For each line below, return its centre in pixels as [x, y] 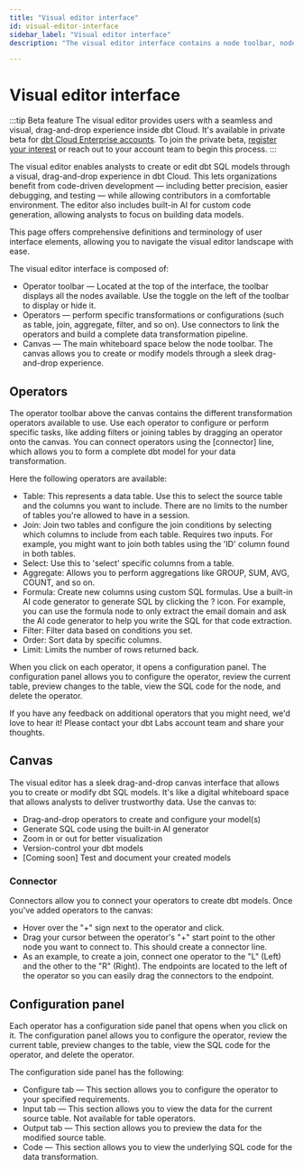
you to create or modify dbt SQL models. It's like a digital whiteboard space [149, 792]
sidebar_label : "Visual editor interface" [90, 34]
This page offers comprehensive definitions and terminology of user [136, 232]
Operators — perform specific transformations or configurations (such [153, 315]
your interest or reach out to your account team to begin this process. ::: [143, 149]
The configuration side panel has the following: [97, 1072]
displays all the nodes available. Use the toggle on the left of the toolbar [156, 296]
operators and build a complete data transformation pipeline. [135, 334]
